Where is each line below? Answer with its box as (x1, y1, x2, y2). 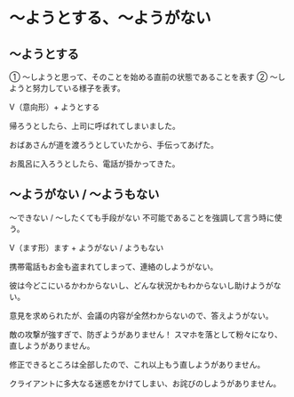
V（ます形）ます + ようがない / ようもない (9, 242, 164, 253)
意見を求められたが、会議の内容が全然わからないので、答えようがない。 (9, 310, 274, 320)
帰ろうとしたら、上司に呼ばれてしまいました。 (9, 121, 180, 131)
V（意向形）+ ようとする (9, 101, 100, 112)
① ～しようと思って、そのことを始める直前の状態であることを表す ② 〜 (9, 72, 278, 82)
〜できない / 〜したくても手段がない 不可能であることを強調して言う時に (9, 212, 275, 223)
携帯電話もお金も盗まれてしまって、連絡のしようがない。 (9, 261, 219, 271)
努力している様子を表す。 (32, 83, 126, 93)
